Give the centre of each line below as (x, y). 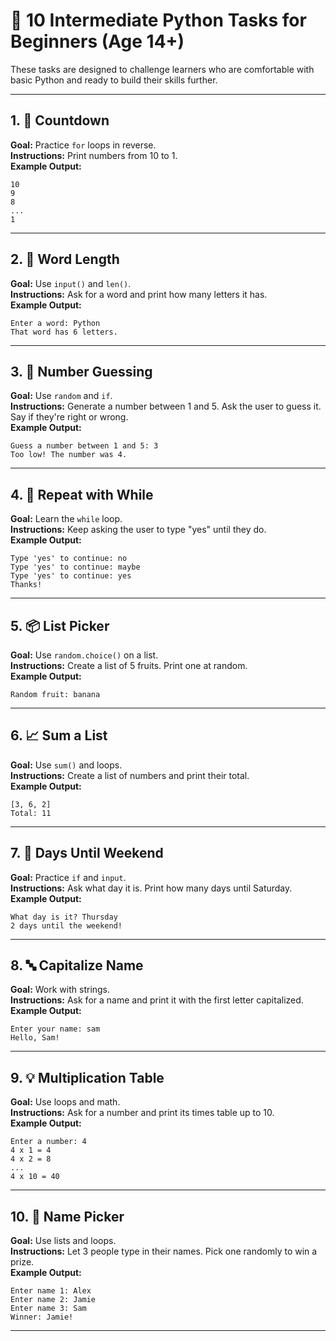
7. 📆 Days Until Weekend (87, 853)
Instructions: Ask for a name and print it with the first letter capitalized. (157, 1000)
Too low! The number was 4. (69, 455)
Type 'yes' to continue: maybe (75, 567)
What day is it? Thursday (64, 917)
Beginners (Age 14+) (97, 41)
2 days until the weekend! (66, 925)
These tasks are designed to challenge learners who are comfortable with (162, 69)
